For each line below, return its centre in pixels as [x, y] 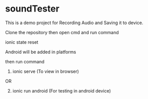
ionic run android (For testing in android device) [62, 90]
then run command [25, 61]
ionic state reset [22, 42]
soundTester [32, 9]
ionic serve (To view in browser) [46, 71]
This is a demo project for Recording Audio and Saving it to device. [74, 23]
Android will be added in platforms [41, 52]
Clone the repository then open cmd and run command [62, 32]
